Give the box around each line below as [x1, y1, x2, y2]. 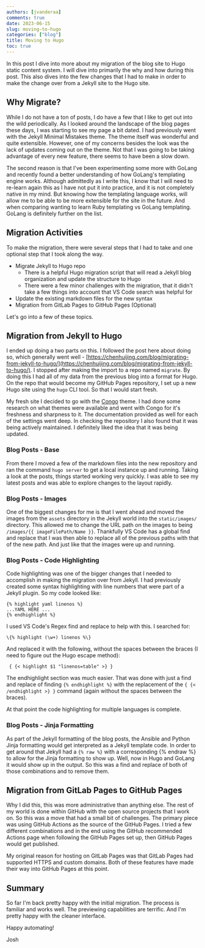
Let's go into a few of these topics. [6, 313, 93, 320]
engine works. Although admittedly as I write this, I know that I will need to [6, 177, 193, 184]
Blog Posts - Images [6, 494, 67, 502]
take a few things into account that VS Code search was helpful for [24, 288, 193, 296]
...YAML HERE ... [6, 606, 51, 613]
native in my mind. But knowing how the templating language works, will [6, 190, 188, 198]
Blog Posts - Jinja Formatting [6, 721, 94, 730]
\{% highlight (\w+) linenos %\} [6, 635, 92, 641]
